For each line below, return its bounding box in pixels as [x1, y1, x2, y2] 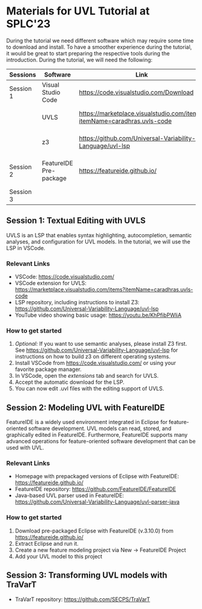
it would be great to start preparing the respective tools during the [6, 49, 170, 57]
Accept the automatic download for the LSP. [14, 378, 125, 386]
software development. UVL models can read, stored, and [28, 425, 171, 432]
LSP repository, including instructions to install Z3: [14, 299, 139, 306]
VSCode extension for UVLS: [14, 280, 87, 287]
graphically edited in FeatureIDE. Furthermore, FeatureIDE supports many [6, 431, 188, 439]
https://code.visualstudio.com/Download [79, 88, 194, 96]
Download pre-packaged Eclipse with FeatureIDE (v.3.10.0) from [14, 527, 174, 534]
